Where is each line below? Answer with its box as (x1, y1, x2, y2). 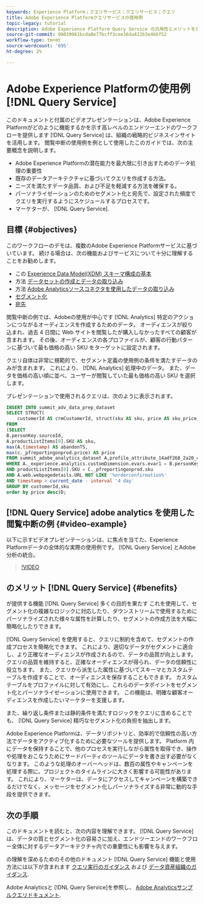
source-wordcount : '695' (6, 43, 69, 49)
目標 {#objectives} (6, 224, 78, 235)
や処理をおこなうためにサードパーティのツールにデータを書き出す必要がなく (6, 753, 198, 760)
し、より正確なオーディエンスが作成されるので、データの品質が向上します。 (6, 651, 197, 658)
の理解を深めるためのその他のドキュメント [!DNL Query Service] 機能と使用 (6, 855, 196, 863)
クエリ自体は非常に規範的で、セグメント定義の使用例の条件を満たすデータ (6, 356, 192, 364)
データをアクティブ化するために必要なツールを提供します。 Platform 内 (16, 737, 194, 745)
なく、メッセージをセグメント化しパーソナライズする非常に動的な (27, 783, 192, 790)
